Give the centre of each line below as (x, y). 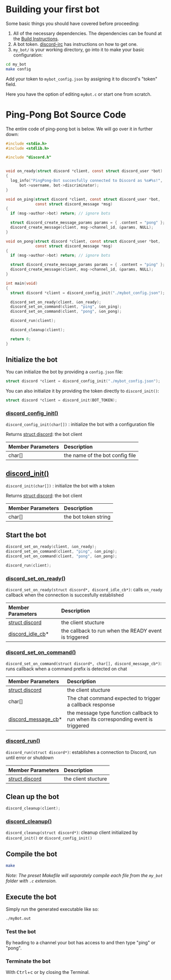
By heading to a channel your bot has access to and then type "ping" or (81, 943)
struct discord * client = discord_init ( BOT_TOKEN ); (61, 400)
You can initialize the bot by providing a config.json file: (64, 372)
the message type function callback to (113, 713)
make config (18, 69)
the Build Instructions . (36, 39)
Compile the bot (31, 854)
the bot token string (87, 517)
